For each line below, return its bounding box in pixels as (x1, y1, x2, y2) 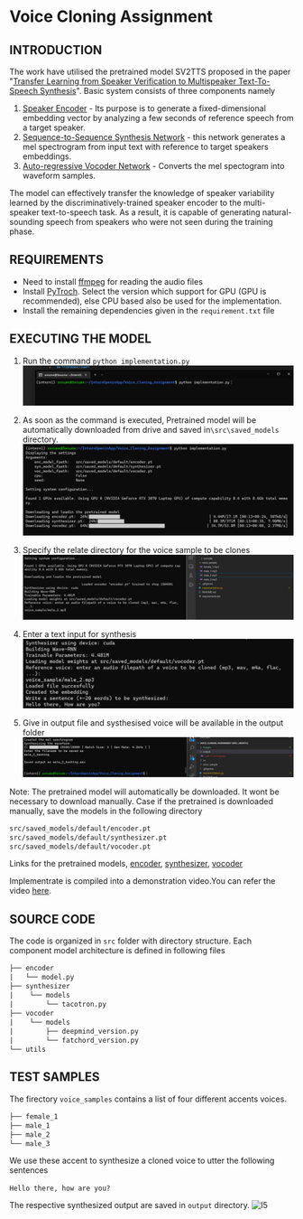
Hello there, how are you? (9, 1184, 111, 1193)
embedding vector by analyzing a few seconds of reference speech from (22, 113, 295, 123)
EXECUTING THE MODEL (9, 332, 151, 347)
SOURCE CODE (9, 911, 96, 927)
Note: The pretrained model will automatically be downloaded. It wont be (9, 786, 280, 797)
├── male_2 (9, 1130, 50, 1139)
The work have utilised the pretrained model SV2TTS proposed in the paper (9, 66, 291, 77)
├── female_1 (9, 1111, 59, 1121)
